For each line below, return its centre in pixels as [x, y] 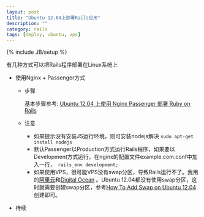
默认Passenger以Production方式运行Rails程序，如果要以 [104, 149]
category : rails [27, 29]
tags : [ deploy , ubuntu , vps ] [43, 35]
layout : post [23, 12]
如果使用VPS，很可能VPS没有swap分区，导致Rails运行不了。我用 [116, 172]
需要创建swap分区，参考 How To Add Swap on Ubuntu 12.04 [120, 188]
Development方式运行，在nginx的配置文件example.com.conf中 [113, 157]
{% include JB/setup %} [37, 52]
